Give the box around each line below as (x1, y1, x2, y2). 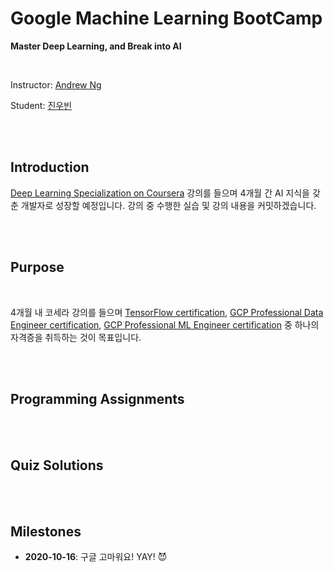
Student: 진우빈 (10, 99, 73, 111)
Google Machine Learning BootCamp (10, 7, 323, 30)
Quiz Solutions (10, 457, 104, 474)
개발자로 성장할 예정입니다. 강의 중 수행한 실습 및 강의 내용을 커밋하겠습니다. (20, 199, 317, 211)
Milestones (10, 523, 82, 540)
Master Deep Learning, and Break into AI (10, 40, 182, 52)
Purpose (10, 259, 65, 276)
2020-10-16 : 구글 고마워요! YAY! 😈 (24, 551, 168, 562)
